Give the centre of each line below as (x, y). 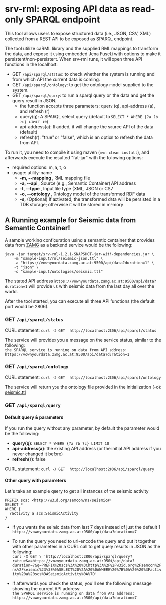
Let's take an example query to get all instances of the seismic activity (77, 491)
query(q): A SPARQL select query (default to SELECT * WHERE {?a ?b (89, 116)
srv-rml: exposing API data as (67, 9)
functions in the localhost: (32, 64)
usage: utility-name (32, 172)
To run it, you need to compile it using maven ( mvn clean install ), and (77, 152)
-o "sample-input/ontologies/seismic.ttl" (58, 272)
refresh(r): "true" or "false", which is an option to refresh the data (86, 137)
